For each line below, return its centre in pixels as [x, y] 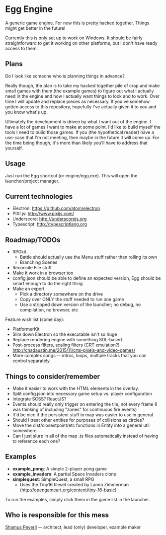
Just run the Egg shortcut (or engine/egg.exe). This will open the [71, 175]
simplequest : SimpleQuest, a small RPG [53, 479]
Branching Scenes [39, 262]
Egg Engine [29, 9]
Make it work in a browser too [43, 273]
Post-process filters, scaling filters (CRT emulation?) [66, 345]
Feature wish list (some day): [35, 319]
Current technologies [39, 196]
